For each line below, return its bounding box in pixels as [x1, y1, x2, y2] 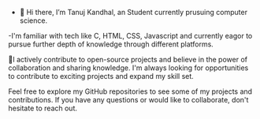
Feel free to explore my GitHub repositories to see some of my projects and [8, 87, 253, 96]
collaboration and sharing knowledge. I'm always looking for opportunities [8, 63, 249, 73]
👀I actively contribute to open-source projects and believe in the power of [8, 55, 248, 64]
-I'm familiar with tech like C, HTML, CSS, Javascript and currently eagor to [8, 32, 253, 40]
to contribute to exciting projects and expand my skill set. [8, 72, 195, 80]
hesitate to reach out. [8, 103, 77, 113]
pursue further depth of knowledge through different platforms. [8, 39, 214, 49]
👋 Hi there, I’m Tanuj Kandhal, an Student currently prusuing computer [19, 8, 248, 17]
